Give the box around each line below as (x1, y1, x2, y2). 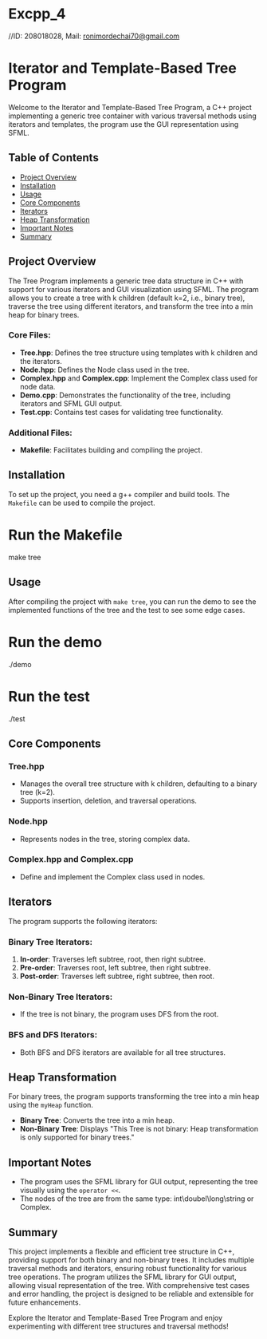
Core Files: (8, 330, 51, 341)
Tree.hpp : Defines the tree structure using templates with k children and (19, 348, 257, 357)
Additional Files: (8, 427, 73, 438)
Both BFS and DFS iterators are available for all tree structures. (19, 1047, 226, 1057)
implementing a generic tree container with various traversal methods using (8, 111, 257, 120)
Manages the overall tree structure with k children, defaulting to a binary (19, 779, 257, 788)
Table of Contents (8, 151, 100, 164)
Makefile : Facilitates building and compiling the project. (19, 445, 203, 455)
